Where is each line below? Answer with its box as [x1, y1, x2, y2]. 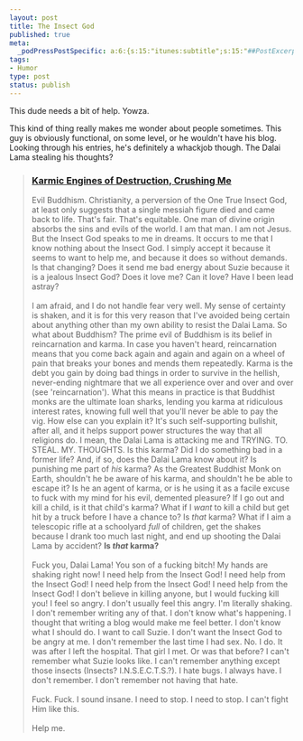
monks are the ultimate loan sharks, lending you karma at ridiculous [31, 396, 284, 407]
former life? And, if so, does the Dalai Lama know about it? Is [31, 454, 257, 464]
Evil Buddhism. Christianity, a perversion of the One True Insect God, [31, 194, 288, 205]
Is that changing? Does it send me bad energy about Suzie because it [31, 261, 290, 272]
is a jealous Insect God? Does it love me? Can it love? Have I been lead [31, 271, 294, 282]
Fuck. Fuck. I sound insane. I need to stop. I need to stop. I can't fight [31, 693, 289, 705]
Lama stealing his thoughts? [9, 151, 114, 163]
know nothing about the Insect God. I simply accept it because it [31, 242, 271, 253]
